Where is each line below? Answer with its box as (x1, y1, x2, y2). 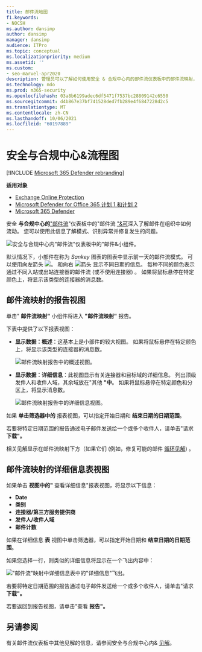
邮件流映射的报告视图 (6, 295, 86, 305)
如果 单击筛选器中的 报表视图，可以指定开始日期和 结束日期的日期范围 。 (6, 411, 185, 419)
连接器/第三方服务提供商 (14, 508, 76, 516)
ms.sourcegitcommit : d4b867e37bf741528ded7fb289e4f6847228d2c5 (6, 98, 169, 104)
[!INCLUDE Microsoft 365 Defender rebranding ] (6, 169, 125, 177)
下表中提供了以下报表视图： (6, 325, 75, 332)
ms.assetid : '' (6, 59, 45, 65)
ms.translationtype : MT (6, 104, 66, 110)
